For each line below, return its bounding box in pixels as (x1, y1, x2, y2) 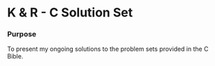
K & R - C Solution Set (7, 5, 133, 21)
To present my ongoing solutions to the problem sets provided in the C (7, 45, 209, 53)
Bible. (7, 52, 24, 60)
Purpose (7, 30, 37, 39)
